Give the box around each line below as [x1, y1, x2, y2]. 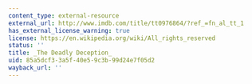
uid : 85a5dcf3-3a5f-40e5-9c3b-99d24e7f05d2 [8, 57, 156, 65]
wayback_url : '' [8, 64, 62, 72]
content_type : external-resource [8, 11, 120, 20]
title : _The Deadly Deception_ [8, 49, 112, 57]
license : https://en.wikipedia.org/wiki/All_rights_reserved [8, 34, 216, 42]
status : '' [8, 42, 45, 50]
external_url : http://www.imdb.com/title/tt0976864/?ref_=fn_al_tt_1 [8, 19, 245, 27]
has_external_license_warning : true [8, 26, 130, 34]
